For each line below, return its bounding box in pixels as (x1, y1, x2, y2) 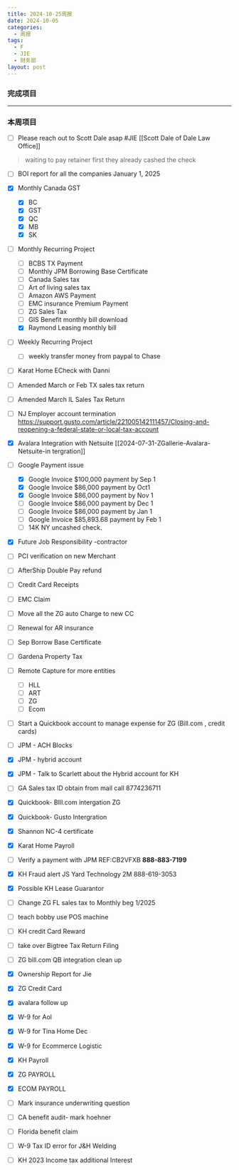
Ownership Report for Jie (17, 970, 92, 979)
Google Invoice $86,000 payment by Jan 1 (28, 508, 153, 516)
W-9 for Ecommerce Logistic (17, 1042, 102, 1050)
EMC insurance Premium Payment (28, 299, 129, 308)
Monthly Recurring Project (17, 244, 95, 253)
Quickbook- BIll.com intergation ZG (17, 798, 121, 807)
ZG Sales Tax (28, 308, 68, 316)
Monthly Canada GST (17, 183, 81, 193)
